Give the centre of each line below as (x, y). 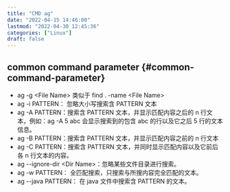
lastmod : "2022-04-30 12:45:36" (53, 26)
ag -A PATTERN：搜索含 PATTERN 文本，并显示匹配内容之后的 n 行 (112, 112)
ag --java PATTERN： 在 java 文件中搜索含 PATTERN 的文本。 (104, 181)
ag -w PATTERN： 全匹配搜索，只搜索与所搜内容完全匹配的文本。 (110, 172)
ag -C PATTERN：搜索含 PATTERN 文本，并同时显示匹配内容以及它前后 (117, 147)
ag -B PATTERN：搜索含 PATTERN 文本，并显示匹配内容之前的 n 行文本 (118, 138)
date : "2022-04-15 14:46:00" (49, 20)
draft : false (26, 39)
